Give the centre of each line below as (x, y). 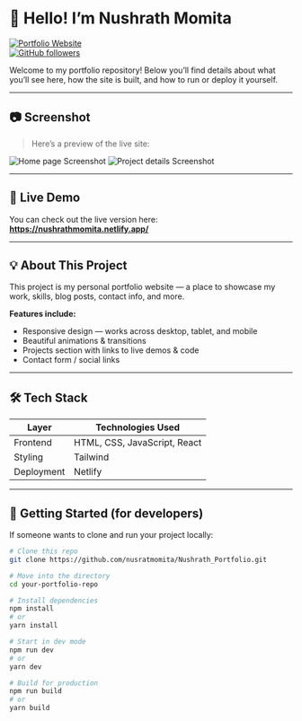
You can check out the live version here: (84, 219)
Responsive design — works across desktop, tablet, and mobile (140, 331)
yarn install (34, 626)
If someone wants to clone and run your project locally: (111, 535)
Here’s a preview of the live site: (90, 144)
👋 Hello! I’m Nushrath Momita (120, 18)
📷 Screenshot (50, 117)
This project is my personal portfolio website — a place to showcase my (142, 287)
